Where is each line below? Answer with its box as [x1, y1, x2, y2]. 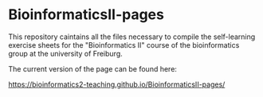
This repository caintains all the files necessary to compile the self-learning [8, 32, 256, 41]
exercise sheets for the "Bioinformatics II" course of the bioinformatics [8, 40, 240, 49]
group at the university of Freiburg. [8, 48, 124, 58]
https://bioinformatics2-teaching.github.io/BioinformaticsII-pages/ [8, 80, 226, 89]
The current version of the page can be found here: [8, 64, 178, 73]
